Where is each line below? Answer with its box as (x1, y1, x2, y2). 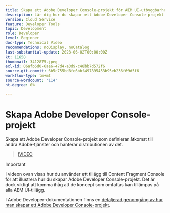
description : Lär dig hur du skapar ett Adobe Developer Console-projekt (5, 12, 164, 17)
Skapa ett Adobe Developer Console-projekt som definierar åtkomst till (5, 136, 153, 142)
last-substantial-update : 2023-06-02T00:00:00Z (5, 49, 108, 55)
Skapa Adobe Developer (5, 109, 109, 120)
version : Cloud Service (5, 17, 56, 22)
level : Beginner (5, 36, 39, 41)
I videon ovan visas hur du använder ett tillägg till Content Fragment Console (5, 171, 165, 177)
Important (5, 161, 26, 167)
